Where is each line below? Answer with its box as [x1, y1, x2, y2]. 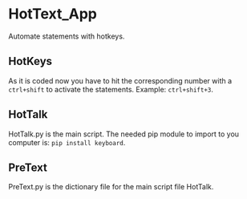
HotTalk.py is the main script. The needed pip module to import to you [8, 129, 239, 139]
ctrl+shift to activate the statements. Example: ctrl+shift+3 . [8, 84, 214, 94]
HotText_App [8, 5, 98, 23]
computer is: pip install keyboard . [8, 137, 126, 147]
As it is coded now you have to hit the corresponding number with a [8, 75, 233, 85]
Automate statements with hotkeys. [8, 31, 125, 41]
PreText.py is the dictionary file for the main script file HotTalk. [8, 182, 214, 192]
